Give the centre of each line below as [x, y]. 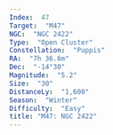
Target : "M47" [37, 26]
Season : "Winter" [43, 100]
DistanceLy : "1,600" [49, 91]
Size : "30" [31, 83]
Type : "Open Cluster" [51, 42]
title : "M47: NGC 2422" [53, 116]
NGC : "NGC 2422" [41, 34]
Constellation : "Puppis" [57, 51]
